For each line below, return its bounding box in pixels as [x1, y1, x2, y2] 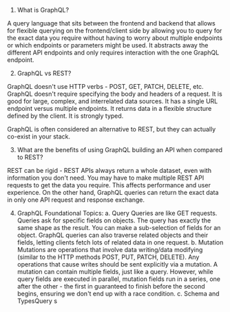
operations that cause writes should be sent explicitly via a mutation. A [17, 260, 218, 268]
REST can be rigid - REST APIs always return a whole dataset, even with [7, 167, 212, 174]
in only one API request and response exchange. [7, 196, 145, 204]
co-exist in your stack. [7, 132, 71, 141]
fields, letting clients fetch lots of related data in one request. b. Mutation [17, 238, 224, 247]
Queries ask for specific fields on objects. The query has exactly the [17, 216, 211, 225]
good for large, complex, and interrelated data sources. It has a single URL [7, 97, 218, 105]
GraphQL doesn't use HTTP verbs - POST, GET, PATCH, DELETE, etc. [7, 83, 205, 90]
